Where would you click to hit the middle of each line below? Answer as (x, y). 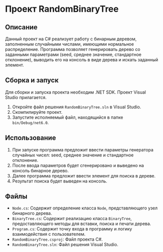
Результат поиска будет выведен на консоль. (60, 181)
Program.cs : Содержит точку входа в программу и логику (72, 229)
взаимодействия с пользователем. (49, 234)
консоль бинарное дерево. (40, 171)
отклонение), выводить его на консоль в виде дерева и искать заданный (81, 60)
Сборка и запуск (32, 80)
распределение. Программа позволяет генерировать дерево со (73, 49)
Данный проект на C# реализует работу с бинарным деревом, (71, 39)
